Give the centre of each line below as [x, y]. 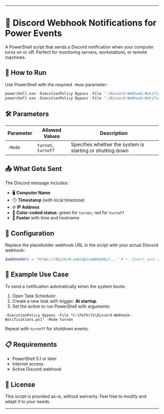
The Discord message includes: [37, 183]
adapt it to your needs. [28, 402]
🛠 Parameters [27, 114]
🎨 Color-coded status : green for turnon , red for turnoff [68, 213]
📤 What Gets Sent [33, 169]
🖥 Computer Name [31, 193]
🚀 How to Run [26, 73]
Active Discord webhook [37, 369]
